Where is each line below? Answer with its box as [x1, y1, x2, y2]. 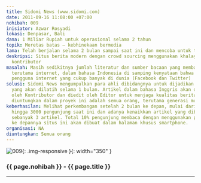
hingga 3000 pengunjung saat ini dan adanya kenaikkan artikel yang [11, 109, 186, 115]
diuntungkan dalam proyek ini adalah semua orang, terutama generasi [11, 97, 188, 103]
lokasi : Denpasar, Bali [6, 31, 66, 37]
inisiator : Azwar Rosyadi [6, 25, 71, 32]
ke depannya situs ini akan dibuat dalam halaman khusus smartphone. [11, 120, 188, 126]
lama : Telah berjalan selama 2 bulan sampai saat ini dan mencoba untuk [6, 48, 191, 54]
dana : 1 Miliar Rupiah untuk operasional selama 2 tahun [6, 36, 151, 42]
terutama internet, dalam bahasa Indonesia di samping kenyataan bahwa [11, 70, 194, 76]
